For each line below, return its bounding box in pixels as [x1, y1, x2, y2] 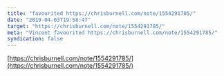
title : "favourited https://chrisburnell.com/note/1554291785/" [7, 10, 196, 17]
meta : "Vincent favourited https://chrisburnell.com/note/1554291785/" [7, 29, 218, 36]
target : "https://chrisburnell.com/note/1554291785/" [7, 23, 166, 29]
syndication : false [7, 36, 64, 42]
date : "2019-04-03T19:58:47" [7, 16, 91, 23]
